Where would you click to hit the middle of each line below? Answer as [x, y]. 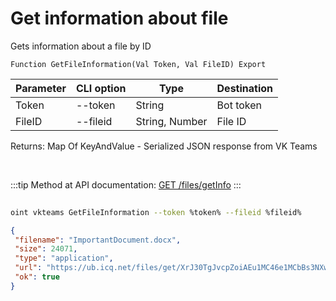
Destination [245, 88]
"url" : [28, 268]
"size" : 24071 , [46, 249]
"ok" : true [37, 277]
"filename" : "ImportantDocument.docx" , [98, 240]
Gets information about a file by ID [81, 46]
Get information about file [119, 18]
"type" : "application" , [64, 258]
